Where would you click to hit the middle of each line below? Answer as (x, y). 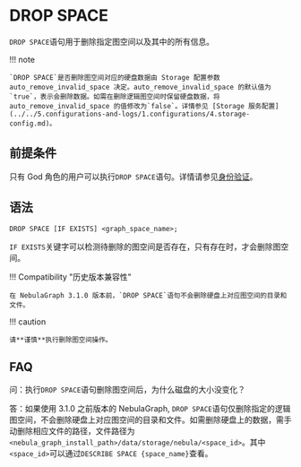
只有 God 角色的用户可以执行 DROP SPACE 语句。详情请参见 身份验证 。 (133, 177)
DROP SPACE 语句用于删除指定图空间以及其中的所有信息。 (112, 41)
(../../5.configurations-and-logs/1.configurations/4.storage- (130, 114)
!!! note (22, 59)
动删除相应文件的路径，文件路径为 (72, 431)
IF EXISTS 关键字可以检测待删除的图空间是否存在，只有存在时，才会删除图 (145, 246)
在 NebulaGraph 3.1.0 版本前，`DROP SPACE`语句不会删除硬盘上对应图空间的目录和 (148, 295)
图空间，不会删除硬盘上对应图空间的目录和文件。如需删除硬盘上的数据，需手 (150, 420)
